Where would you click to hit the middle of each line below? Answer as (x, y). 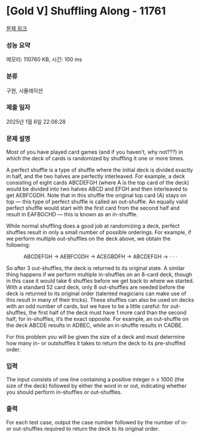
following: (18, 245)
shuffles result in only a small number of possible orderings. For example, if (99, 232)
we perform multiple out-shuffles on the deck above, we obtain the (89, 239)
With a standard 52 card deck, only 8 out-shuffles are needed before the (96, 287)
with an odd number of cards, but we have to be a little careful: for (87, 307)
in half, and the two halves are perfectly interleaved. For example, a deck (96, 176)
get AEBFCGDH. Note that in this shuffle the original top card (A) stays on (96, 195)
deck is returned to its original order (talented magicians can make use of (96, 293)
